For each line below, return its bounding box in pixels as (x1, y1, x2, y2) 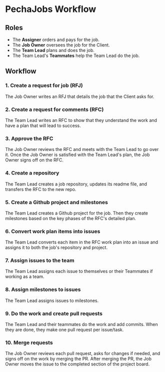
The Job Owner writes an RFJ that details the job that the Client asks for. (5, 93, 154, 99)
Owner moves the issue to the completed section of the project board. (5, 361, 150, 367)
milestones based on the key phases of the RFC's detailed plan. (5, 215, 136, 221)
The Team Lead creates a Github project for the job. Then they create (5, 210, 148, 216)
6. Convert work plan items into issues (5, 227, 100, 234)
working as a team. (5, 273, 44, 279)
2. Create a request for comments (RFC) (5, 106, 104, 113)
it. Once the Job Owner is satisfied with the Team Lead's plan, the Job (5, 151, 150, 158)
